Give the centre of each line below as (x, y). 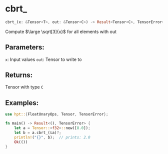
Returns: (19, 75)
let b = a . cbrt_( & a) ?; (38, 132)
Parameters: (25, 47)
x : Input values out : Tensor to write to (43, 59)
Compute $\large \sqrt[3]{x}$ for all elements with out (61, 31)
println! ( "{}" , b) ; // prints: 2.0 (52, 137)
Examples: (22, 103)
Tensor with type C (24, 87)
